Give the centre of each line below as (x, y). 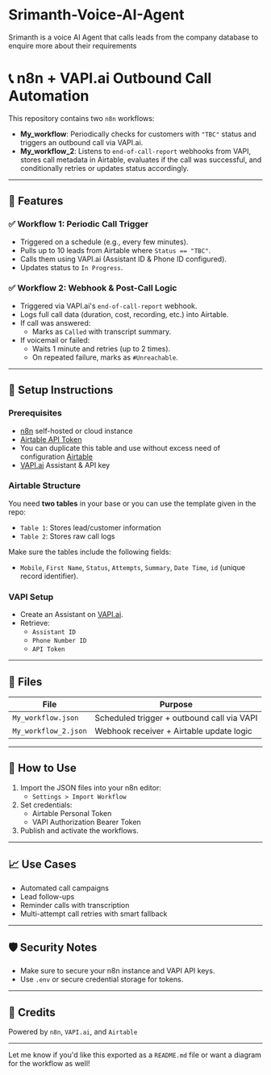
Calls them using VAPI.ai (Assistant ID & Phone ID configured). (123, 259)
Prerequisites (35, 413)
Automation (49, 96)
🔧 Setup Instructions (61, 390)
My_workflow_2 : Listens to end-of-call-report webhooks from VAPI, (135, 151)
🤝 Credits (32, 1012)
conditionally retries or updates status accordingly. (104, 168)
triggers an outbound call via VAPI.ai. (81, 142)
